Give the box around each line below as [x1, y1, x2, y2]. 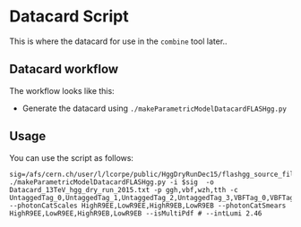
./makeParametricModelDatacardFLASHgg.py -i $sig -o [9, 177, 215, 187]
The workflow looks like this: [9, 85, 115, 96]
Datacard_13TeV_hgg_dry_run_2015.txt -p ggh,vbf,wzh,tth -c [9, 185, 239, 194]
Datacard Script [9, 6, 129, 27]
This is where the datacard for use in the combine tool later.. [9, 36, 228, 46]
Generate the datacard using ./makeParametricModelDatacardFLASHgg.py [21, 103, 288, 113]
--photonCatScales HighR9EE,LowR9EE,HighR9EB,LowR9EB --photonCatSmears [9, 201, 287, 210]
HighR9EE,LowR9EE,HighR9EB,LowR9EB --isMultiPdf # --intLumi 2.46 [9, 208, 262, 218]
